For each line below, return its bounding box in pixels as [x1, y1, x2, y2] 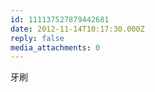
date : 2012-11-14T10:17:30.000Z [10, 24, 145, 34]
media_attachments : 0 [10, 42, 101, 53]
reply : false [10, 33, 65, 43]
